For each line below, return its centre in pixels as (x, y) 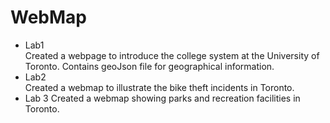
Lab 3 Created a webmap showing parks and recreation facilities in (162, 98)
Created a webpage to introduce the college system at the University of (172, 55)
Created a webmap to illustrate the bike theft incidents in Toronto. (159, 87)
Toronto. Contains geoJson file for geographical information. (149, 66)
